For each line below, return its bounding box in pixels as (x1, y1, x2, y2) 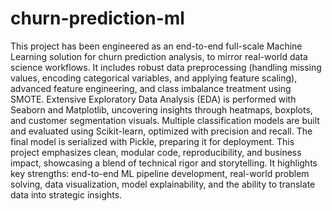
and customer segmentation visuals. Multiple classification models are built (10, 114, 320, 126)
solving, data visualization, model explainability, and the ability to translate (10, 178, 316, 190)
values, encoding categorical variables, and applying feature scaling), (10, 72, 298, 84)
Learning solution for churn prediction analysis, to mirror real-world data (10, 50, 308, 62)
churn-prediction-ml (10, 7, 185, 30)
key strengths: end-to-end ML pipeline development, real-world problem (10, 167, 310, 179)
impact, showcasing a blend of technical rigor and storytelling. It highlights (10, 157, 318, 169)
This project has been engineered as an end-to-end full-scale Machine (10, 40, 303, 52)
